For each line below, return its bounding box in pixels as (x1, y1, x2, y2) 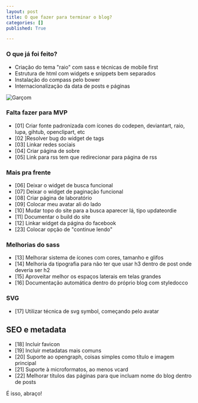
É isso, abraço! (6, 389, 43, 397)
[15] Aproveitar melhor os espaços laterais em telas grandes (14, 273, 161, 280)
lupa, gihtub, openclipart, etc (14, 128, 86, 135)
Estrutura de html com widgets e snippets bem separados (14, 69, 156, 77)
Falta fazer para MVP (6, 108, 68, 117)
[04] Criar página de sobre (14, 147, 80, 154)
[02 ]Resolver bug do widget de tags (14, 135, 105, 142)
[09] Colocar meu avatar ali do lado (14, 201, 102, 208)
